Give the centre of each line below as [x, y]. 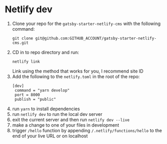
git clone [23, 38]
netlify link [26, 62]
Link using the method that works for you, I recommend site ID [78, 71]
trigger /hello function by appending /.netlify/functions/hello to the [87, 130]
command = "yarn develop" [42, 90]
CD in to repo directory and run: [46, 52]
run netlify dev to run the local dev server [57, 114]
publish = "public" [35, 99]
